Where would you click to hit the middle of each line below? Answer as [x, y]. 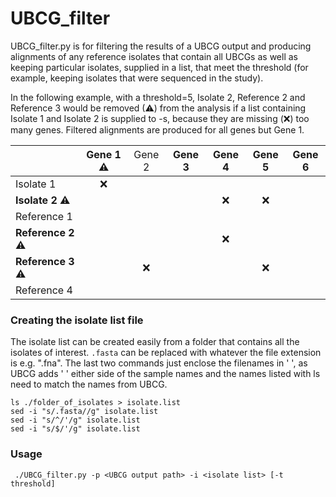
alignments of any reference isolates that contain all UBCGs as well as [154, 56]
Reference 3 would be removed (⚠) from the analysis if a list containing [158, 108]
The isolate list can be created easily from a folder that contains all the [155, 342]
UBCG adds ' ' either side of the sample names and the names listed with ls [165, 374]
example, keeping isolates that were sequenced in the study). [137, 78]
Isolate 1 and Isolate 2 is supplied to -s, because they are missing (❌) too [160, 118]
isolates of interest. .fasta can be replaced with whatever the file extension [166, 353]
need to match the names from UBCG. [89, 384]
